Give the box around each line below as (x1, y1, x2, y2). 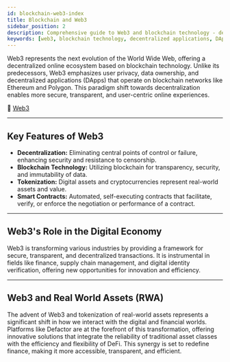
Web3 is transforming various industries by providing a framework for (7, 244, 204, 252)
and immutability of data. (16, 170, 88, 178)
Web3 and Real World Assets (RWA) (7, 292, 164, 304)
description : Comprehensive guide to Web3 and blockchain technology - (7, 29, 216, 36)
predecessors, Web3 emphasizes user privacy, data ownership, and (7, 69, 199, 77)
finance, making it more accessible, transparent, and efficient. (7, 347, 182, 355)
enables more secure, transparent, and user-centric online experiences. (7, 90, 210, 99)
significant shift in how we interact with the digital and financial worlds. (7, 317, 207, 326)
